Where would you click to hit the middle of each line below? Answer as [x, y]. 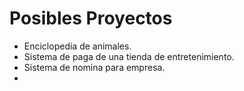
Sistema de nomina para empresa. [94, 67]
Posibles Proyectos [91, 18]
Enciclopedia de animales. [77, 46]
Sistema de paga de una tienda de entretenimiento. [129, 56]
